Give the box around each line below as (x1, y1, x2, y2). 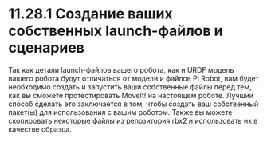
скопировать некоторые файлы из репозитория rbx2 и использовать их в (8, 116, 258, 125)
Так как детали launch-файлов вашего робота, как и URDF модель (8, 65, 234, 74)
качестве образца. (8, 124, 72, 134)
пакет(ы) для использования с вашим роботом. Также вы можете (8, 107, 233, 116)
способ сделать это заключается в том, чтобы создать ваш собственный (8, 99, 259, 108)
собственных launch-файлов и (8, 22, 223, 40)
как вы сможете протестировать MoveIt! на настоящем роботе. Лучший (8, 90, 254, 100)
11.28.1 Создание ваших (8, 5, 173, 23)
